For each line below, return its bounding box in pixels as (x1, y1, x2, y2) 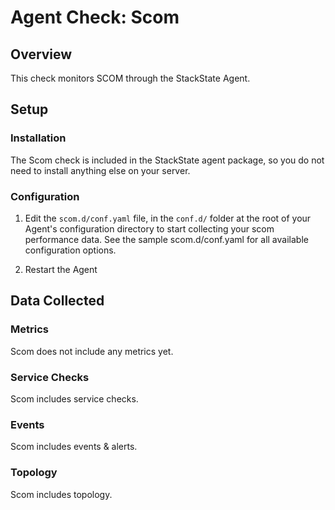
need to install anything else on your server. (10, 164, 191, 176)
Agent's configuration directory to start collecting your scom (24, 222, 275, 235)
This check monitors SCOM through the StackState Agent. (10, 72, 251, 84)
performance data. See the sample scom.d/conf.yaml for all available (24, 233, 309, 245)
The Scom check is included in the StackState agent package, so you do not (10, 154, 325, 166)
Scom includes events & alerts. (10, 441, 138, 453)
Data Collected (10, 292, 105, 310)
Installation (10, 131, 67, 145)
